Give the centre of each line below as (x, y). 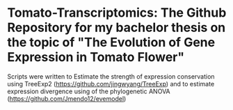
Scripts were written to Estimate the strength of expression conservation (111, 76)
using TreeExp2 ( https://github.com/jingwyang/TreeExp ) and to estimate (111, 84)
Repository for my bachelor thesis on (116, 28)
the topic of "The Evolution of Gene (111, 42)
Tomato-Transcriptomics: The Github (117, 13)
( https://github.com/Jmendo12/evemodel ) (67, 98)
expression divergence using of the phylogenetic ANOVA (89, 91)
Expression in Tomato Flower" (96, 57)
